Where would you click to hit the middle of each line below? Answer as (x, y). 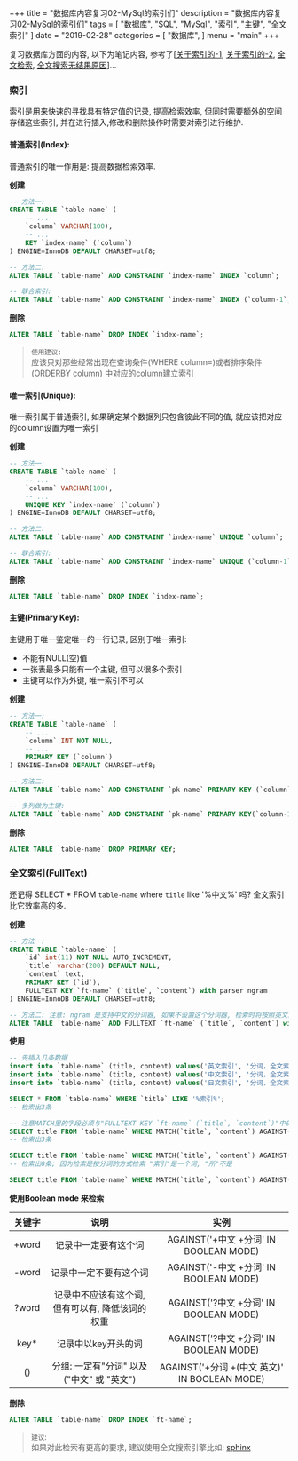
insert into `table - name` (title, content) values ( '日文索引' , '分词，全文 (146, 1083)
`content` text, (55, 974)
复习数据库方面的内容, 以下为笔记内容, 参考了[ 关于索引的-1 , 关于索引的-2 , (142, 54)
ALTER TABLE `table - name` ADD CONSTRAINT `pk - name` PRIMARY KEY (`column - (149, 814)
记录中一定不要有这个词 (99, 1273)
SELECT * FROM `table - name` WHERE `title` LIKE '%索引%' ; (117, 1099)
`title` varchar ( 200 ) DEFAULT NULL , (93, 966)
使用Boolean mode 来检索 (57, 1198)
